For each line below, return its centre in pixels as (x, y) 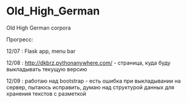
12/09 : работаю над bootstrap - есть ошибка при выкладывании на (93, 81)
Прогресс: (20, 39)
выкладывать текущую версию (47, 69)
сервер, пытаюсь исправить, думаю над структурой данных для (90, 87)
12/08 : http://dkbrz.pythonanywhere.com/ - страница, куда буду (89, 63)
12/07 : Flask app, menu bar (41, 51)
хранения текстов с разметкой (46, 93)
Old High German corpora (39, 28)
